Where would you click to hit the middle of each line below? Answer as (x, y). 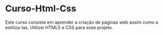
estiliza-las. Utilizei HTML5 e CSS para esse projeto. (59, 27)
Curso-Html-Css (41, 9)
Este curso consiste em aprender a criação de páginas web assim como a (82, 22)
